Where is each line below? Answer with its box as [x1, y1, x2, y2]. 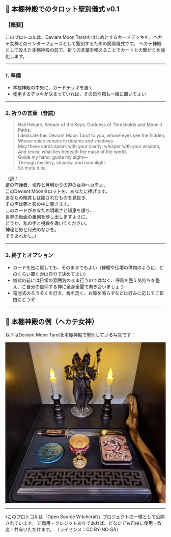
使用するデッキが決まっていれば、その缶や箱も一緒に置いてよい [12, 91, 147, 97]
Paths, [17, 127, 32, 133]
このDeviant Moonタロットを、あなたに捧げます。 [5, 188, 110, 194]
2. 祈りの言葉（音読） [5, 109, 59, 116]
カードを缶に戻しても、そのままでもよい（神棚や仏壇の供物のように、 [12, 264, 159, 271]
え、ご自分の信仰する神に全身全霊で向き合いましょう [12, 283, 125, 289]
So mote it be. [17, 165, 47, 171]
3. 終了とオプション [5, 252, 53, 259]
